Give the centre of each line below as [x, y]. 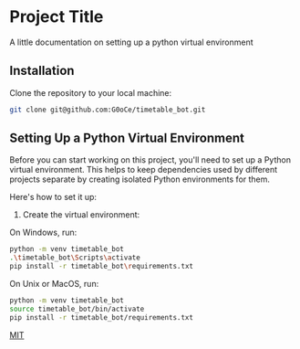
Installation [42, 71]
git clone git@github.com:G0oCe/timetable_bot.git [108, 110]
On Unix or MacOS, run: [54, 284]
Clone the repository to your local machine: [91, 92]
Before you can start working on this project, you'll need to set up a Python [150, 160]
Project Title [57, 17]
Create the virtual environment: [81, 215]
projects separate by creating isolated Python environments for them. [140, 179]
